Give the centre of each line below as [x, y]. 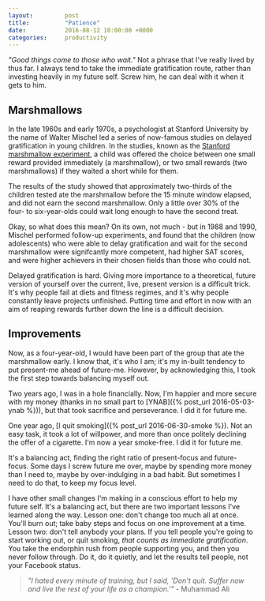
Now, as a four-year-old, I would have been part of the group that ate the [126, 353]
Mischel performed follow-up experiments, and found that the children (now [132, 235]
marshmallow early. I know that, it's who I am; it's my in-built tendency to [127, 361]
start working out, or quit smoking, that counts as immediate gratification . [128, 540]
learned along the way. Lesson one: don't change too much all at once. [123, 515]
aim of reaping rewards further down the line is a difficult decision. [116, 310]
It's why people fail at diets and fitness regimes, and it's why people [119, 292]
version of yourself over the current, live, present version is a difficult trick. [129, 284]
